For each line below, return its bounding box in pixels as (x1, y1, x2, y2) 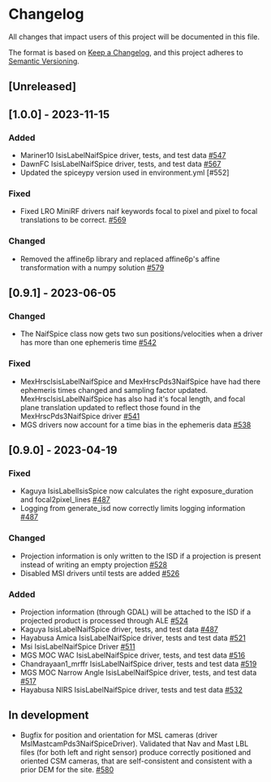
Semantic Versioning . (8, 56, 80, 66)
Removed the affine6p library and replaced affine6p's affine (19, 254, 221, 264)
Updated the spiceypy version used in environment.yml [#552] (19, 168, 230, 177)
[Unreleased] (8, 80, 77, 94)
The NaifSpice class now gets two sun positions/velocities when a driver (19, 329, 264, 339)
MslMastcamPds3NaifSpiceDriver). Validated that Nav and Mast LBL (19, 738, 249, 749)
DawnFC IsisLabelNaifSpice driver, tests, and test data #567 (19, 159, 222, 169)
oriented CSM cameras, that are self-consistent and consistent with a (19, 756, 253, 766)
